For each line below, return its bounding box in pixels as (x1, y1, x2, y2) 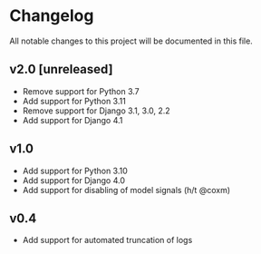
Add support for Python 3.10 (22, 165, 129, 176)
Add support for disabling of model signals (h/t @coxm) (22, 184, 231, 195)
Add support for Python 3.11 (22, 95, 127, 106)
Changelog (9, 5, 94, 26)
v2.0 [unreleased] (9, 62, 113, 77)
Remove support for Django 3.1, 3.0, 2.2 (22, 105, 170, 116)
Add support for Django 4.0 (22, 174, 125, 186)
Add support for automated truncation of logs (22, 235, 193, 246)
